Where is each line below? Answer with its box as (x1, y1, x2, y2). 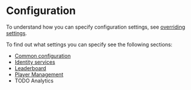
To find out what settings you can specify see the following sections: (6, 41, 173, 48)
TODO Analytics (14, 77, 54, 84)
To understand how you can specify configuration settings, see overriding (6, 23, 186, 30)
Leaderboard (14, 64, 46, 71)
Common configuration (14, 52, 71, 59)
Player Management (14, 71, 63, 78)
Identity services (14, 58, 56, 65)
